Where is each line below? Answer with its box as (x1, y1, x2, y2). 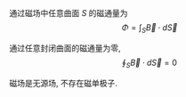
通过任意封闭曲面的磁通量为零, (9, 43, 122, 53)
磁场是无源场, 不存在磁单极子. (9, 77, 118, 88)
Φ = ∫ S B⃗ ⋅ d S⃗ (121, 22, 178, 35)
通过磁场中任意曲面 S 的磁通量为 (9, 8, 128, 18)
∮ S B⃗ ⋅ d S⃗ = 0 (121, 57, 178, 69)
